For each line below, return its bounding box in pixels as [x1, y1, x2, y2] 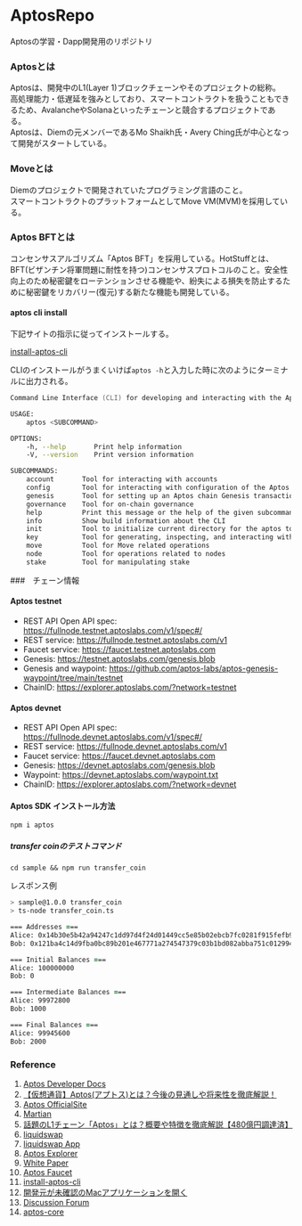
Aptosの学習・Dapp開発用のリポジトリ [10, 36, 153, 46]
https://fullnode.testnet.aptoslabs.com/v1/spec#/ [22, 625, 203, 635]
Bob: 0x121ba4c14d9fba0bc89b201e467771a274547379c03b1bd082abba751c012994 [10, 939, 294, 948]
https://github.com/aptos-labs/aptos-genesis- [109, 663, 279, 674]
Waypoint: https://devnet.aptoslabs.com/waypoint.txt [22, 770, 219, 781]
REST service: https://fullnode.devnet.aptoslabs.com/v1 [22, 741, 228, 752]
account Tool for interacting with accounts [26, 475, 218, 484]
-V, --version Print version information [26, 451, 194, 460]
